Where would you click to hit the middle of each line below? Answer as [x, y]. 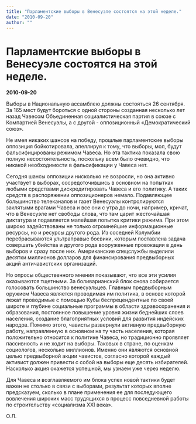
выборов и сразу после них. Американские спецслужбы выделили [90, 251]
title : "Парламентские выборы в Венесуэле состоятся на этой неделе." [94, 11]
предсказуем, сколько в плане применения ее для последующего [89, 392]
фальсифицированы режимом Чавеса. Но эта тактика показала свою [93, 152]
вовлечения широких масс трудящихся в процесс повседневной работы [97, 399]
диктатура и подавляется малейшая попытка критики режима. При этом [97, 220]
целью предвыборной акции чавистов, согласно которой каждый [88, 356]
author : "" [19, 22]
